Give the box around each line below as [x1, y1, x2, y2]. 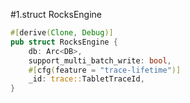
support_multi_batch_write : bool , [28, 55, 172, 66]
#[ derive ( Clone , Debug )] [10, 28, 114, 38]
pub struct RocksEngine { [10, 37, 118, 47]
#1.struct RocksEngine [10, 9, 102, 20]
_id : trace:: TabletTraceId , [28, 74, 145, 84]
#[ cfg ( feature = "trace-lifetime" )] [28, 65, 182, 75]
